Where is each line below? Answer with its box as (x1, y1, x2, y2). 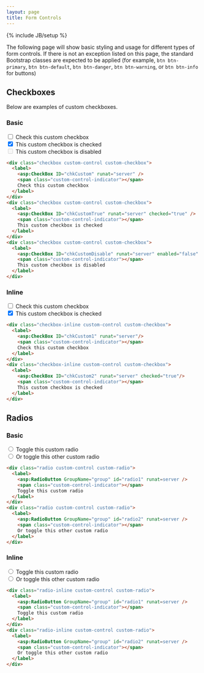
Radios (6, 413, 34, 423)
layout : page (6, 9, 40, 15)
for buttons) (6, 69, 37, 77)
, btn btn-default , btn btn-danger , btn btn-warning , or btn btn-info (25, 62, 198, 70)
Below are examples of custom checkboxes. (6, 103, 118, 111)
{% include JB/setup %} (6, 31, 67, 39)
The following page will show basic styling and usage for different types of (6, 43, 195, 51)
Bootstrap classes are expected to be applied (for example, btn (6, 56, 165, 64)
